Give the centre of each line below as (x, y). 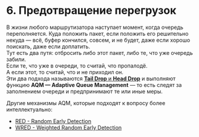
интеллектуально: (29, 109)
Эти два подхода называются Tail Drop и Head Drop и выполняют (91, 78)
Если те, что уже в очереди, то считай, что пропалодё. (77, 65)
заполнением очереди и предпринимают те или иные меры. (85, 91)
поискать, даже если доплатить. (48, 46)
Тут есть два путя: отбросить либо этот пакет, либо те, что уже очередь (99, 53)
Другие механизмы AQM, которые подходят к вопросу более (86, 103)
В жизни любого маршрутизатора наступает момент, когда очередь (95, 27)
